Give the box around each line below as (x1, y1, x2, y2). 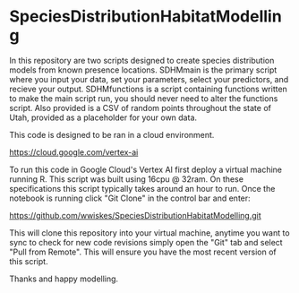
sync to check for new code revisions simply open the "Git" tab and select (9, 237, 284, 247)
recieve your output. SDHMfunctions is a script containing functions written (9, 83, 288, 94)
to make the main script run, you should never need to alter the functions (9, 92, 278, 104)
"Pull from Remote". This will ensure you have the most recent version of (9, 246, 277, 257)
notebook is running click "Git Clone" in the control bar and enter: (9, 193, 251, 203)
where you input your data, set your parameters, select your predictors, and (9, 73, 289, 84)
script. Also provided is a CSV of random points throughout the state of (9, 102, 271, 113)
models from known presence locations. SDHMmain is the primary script (9, 65, 278, 75)
